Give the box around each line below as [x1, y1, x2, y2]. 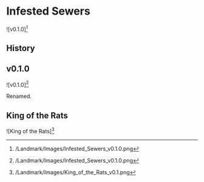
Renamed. [6, 93, 32, 100]
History [6, 43, 35, 53]
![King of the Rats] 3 [6, 127, 55, 135]
